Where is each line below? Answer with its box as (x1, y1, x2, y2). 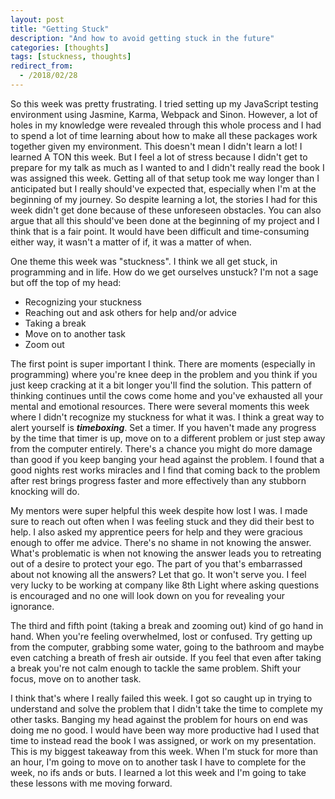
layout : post (10, 14, 65, 25)
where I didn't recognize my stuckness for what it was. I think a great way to (10, 411, 325, 423)
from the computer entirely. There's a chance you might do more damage (10, 442, 313, 455)
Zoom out (24, 338, 65, 350)
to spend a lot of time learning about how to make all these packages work (10, 129, 318, 141)
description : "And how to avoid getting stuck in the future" (10, 33, 275, 43)
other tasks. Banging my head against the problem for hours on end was (10, 713, 308, 725)
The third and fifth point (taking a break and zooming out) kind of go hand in (10, 619, 324, 631)
